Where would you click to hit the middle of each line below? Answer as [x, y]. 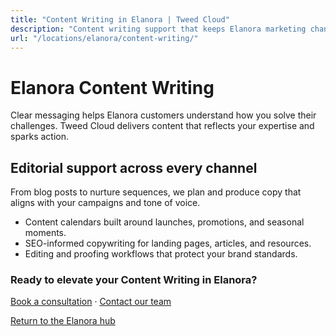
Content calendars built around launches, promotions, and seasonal [164, 222]
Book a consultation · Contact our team [91, 302]
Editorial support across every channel [134, 167]
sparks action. [39, 137]
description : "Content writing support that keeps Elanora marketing [158, 29]
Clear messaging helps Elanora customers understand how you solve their [163, 115]
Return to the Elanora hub [63, 321]
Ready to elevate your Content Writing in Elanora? [134, 280]
